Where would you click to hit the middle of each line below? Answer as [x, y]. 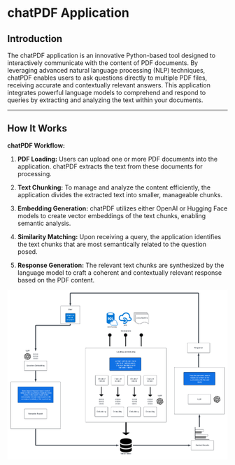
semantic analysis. [44, 223]
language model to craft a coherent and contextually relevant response [120, 272]
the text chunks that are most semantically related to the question [112, 244]
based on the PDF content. [56, 280]
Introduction [35, 39]
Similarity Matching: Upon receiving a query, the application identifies [119, 236]
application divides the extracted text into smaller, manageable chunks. [120, 194]
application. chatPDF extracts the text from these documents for [110, 166]
